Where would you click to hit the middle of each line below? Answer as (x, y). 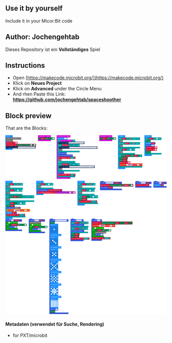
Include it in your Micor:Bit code (39, 21)
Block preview (28, 116)
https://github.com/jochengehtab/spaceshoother (67, 100)
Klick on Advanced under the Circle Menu (57, 89)
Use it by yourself (34, 8)
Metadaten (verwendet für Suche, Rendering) (55, 324)
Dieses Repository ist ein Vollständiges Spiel (53, 49)
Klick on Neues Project (37, 83)
